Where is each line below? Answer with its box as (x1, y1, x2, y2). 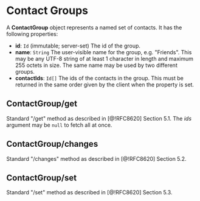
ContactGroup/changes (6, 139, 98, 149)
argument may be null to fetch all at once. (6, 121, 112, 129)
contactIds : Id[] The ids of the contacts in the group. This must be (15, 74, 184, 82)
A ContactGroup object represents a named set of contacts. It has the (6, 24, 182, 31)
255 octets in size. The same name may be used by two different (15, 62, 178, 69)
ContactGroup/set (6, 172, 77, 183)
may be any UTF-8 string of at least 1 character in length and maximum (15, 55, 193, 62)
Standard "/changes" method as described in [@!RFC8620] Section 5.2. (6, 155, 187, 162)
